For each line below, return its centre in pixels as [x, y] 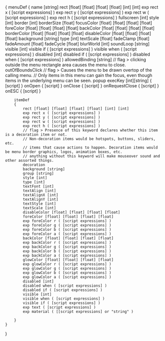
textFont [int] [39, 187]
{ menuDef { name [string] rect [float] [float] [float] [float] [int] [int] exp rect [82, 7]
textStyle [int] [40, 204]
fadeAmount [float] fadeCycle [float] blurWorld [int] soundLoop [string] [77, 44]
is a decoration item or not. [36, 135]
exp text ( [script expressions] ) [60, 307]
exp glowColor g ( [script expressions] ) [67, 268]
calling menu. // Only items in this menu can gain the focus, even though [79, 75]
